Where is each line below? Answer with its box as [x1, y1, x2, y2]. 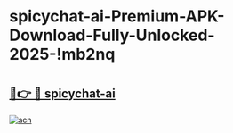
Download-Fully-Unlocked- [9, 25, 215, 46]
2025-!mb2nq [9, 45, 116, 64]
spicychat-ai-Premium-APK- [9, 6, 225, 27]
